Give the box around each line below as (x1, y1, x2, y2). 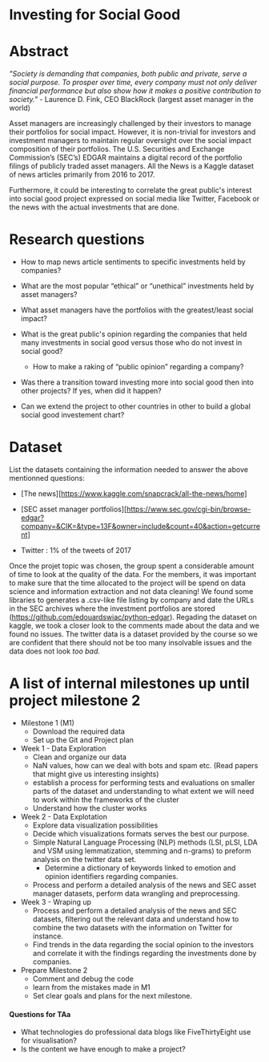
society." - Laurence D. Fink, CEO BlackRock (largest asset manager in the (9, 95, 255, 104)
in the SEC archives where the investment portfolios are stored (9, 604, 215, 613)
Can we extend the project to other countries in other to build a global (20, 401, 251, 411)
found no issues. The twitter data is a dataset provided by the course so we (9, 629, 259, 639)
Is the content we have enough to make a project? (20, 1044, 187, 1054)
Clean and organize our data (32, 752, 127, 762)
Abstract (9, 43, 69, 61)
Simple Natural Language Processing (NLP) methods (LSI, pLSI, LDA (32, 837, 259, 847)
